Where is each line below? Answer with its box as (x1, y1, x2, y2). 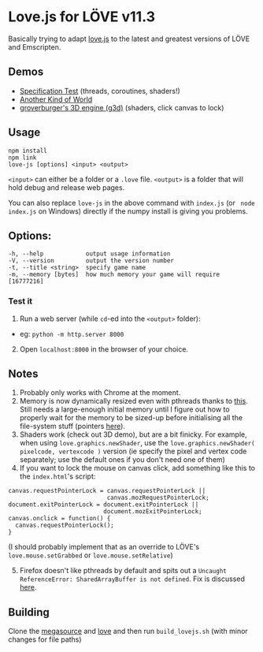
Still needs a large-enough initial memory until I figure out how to (19, 404, 230, 414)
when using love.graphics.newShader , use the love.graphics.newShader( (19, 438, 255, 448)
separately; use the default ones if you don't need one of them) (19, 455, 226, 464)
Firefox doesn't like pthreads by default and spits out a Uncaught (19, 566, 227, 576)
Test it (8, 296, 33, 307)
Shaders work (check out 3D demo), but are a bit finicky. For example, (19, 430, 248, 439)
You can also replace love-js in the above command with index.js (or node (8, 198, 255, 207)
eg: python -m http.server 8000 (19, 329, 124, 338)
